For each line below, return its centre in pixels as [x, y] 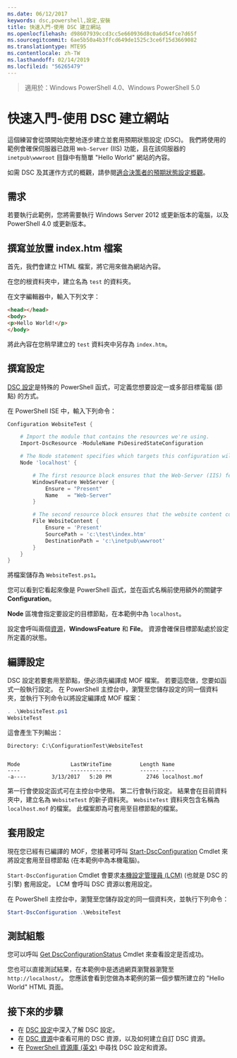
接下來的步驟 [35, 1011]
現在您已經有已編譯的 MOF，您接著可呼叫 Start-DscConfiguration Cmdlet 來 [117, 851]
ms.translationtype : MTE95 [47, 47]
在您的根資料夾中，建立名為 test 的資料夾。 [71, 282]
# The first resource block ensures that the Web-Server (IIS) [127, 475]
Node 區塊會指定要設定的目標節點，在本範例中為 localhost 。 [96, 614]
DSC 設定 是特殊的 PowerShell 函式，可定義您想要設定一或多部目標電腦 [110, 387]
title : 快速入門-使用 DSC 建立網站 [54, 27]
